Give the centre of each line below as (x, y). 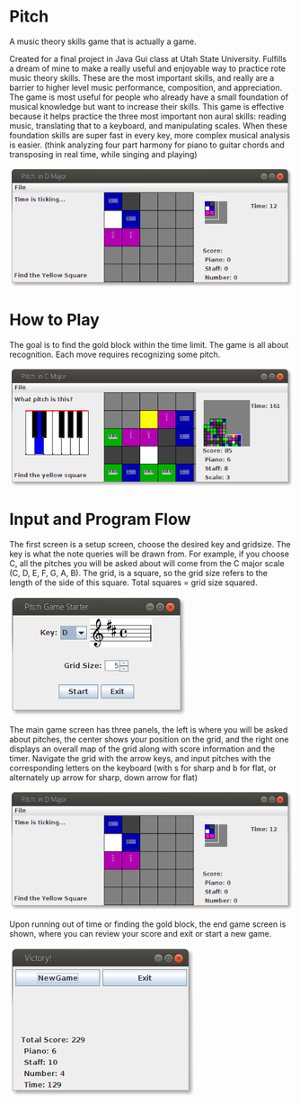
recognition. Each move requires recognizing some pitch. (115, 354)
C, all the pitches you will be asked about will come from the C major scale (147, 564)
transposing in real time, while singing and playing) (103, 154)
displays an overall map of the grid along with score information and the (142, 749)
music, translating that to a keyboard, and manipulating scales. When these (148, 125)
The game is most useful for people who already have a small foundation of (149, 97)
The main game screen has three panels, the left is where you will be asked (149, 730)
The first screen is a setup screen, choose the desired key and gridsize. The (150, 545)
